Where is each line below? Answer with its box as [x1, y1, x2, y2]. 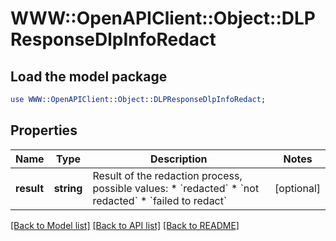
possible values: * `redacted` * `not [92, 181, 260, 195]
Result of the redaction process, [92, 168, 243, 182]
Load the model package [10, 68, 168, 85]
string [53, 181, 83, 195]
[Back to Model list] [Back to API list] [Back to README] [10, 219, 240, 231]
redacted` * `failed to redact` [92, 193, 228, 207]
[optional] [274, 181, 321, 195]
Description [150, 152, 208, 166]
